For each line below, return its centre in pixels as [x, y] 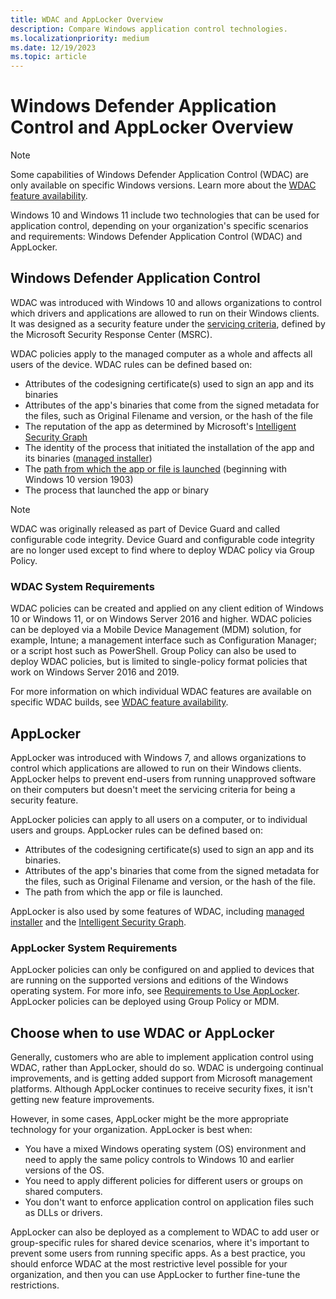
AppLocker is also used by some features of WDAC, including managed [157, 911]
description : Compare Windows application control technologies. [149, 29]
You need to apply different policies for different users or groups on [163, 1181]
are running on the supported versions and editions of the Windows [149, 980]
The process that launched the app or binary [117, 490]
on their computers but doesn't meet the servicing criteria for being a [153, 789]
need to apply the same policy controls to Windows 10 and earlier [159, 1160]
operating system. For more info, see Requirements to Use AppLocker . [155, 991]
